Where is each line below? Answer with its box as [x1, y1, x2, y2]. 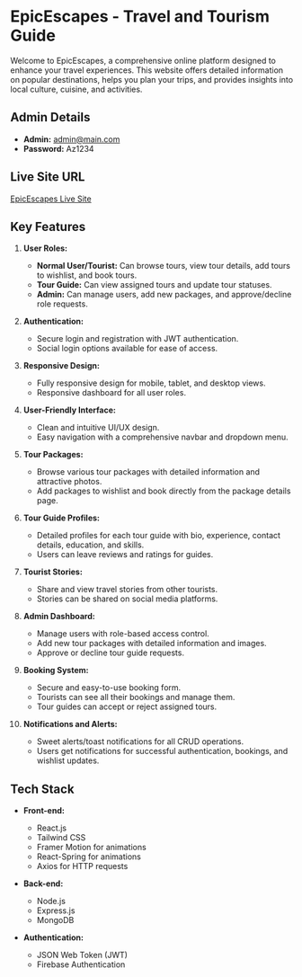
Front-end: [22, 805, 66, 816]
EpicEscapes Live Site [10, 193, 93, 204]
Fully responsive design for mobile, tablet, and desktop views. [36, 377, 266, 388]
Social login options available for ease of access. [36, 343, 218, 354]
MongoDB [36, 915, 75, 926]
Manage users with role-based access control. [36, 628, 209, 639]
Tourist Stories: [22, 566, 84, 577]
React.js [36, 822, 67, 833]
